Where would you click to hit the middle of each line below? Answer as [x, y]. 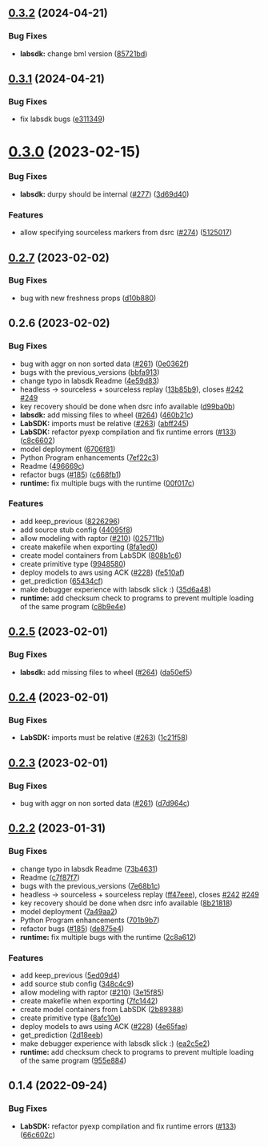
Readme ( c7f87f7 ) [50, 877]
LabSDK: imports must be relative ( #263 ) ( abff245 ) [104, 423]
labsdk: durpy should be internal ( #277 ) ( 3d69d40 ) [104, 194]
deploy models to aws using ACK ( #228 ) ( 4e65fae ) [104, 1026]
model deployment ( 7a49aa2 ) [68, 911]
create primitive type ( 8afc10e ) [70, 1018]
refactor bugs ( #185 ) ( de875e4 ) [72, 928]
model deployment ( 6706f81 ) [68, 449]
